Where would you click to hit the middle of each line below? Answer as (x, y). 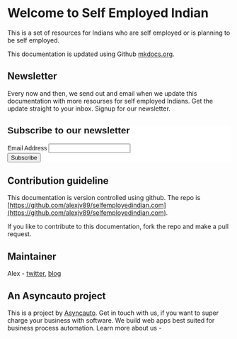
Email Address (27, 148)
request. (19, 234)
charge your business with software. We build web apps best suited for (111, 320)
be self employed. (34, 40)
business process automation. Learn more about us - (85, 328)
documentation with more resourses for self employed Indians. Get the (110, 101)
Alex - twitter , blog (34, 274)
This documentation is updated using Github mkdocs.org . (91, 54)
